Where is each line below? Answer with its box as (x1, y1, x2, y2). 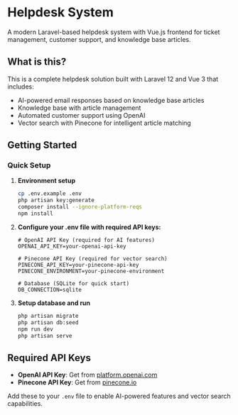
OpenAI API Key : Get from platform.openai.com (17, 370, 158, 380)
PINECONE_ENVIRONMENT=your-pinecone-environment (17, 267, 165, 275)
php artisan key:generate (17, 197, 94, 204)
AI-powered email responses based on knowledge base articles (17, 96, 205, 104)
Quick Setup (7, 160, 51, 170)
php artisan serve (17, 332, 72, 339)
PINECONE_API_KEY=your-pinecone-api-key (17, 261, 139, 268)
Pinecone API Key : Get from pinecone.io (17, 378, 137, 387)
